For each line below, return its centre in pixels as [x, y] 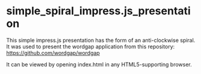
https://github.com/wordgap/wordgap [53, 53]
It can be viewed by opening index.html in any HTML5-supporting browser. [99, 64]
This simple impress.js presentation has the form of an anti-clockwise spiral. [101, 40]
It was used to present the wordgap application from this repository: [91, 47]
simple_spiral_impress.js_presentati [98, 11]
